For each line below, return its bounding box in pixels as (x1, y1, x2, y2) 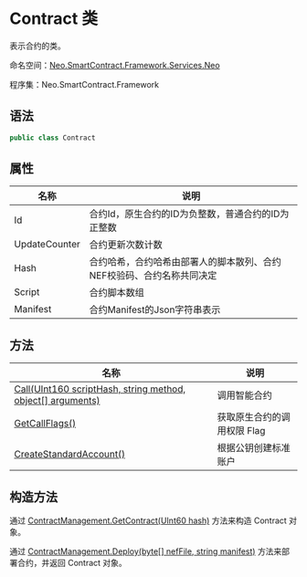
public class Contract (9, 133, 96, 142)
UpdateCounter (14, 238, 80, 251)
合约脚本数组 (89, 287, 144, 299)
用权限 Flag (217, 425, 266, 437)
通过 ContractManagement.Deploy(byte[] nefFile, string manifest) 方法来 (9, 546, 282, 557)
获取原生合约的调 (217, 411, 291, 424)
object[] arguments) (14, 394, 101, 407)
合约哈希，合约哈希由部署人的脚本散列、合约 (89, 256, 281, 268)
